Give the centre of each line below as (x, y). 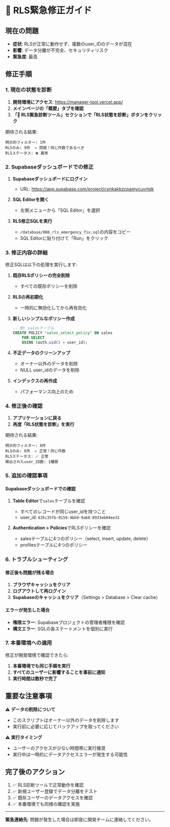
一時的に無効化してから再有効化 (53, 308)
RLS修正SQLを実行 (32, 221)
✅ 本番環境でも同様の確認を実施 (46, 804)
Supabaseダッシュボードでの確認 (40, 489)
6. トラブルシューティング (37, 559)
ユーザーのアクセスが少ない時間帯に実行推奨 (59, 748)
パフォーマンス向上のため (47, 391)
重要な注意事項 (29, 696)
